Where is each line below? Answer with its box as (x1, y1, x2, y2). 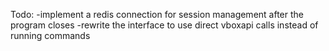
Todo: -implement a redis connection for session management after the (10, 9, 304, 20)
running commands (10, 30, 91, 41)
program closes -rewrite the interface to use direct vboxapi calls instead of (10, 19, 319, 31)
